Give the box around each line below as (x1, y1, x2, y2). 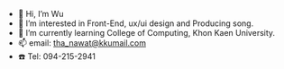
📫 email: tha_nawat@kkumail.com (17, 38, 147, 48)
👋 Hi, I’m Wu (17, 9, 65, 19)
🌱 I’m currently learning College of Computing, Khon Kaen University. (17, 28, 276, 38)
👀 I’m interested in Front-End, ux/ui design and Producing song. (17, 18, 254, 29)
